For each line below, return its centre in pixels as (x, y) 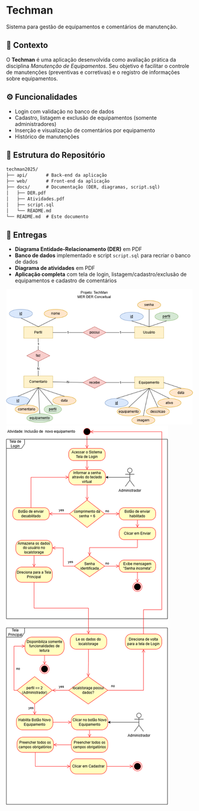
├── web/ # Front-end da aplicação (58, 181)
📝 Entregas (27, 235)
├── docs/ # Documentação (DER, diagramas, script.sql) (83, 187)
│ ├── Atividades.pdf (36, 199)
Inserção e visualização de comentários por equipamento (85, 130)
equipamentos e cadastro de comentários (66, 281)
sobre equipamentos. (32, 78)
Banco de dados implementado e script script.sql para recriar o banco (102, 256)
